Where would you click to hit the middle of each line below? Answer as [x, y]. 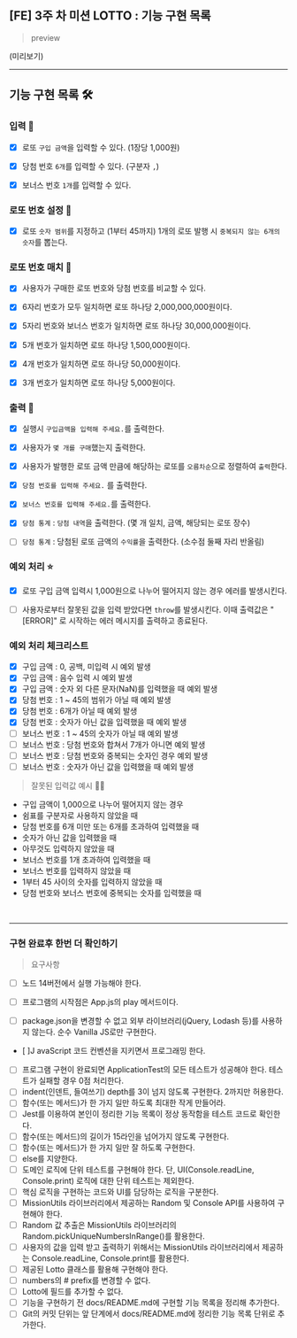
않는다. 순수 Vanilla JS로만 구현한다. [94, 1032]
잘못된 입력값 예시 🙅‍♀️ [68, 785]
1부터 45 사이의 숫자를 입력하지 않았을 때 [92, 882]
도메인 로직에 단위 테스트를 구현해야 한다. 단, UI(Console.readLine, [138, 1169]
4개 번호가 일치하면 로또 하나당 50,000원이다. [101, 364]
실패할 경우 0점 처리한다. [81, 1081]
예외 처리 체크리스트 [49, 646]
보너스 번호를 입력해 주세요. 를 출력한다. [87, 504]
